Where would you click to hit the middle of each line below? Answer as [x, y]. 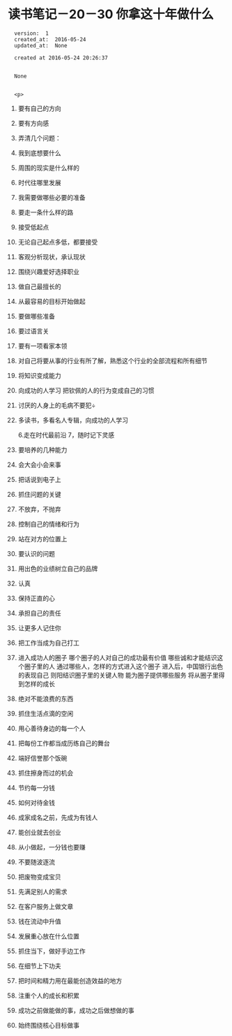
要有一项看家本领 [42, 346]
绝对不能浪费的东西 [46, 699]
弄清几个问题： [39, 138]
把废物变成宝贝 [39, 877]
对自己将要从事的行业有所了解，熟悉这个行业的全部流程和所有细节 [113, 360]
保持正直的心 [36, 598]
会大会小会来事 [39, 465]
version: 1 [32, 33]
